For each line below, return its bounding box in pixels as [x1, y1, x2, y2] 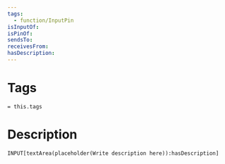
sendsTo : [7, 37, 33, 44]
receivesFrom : [7, 43, 49, 50]
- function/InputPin [13, 17, 74, 24]
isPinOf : [7, 30, 33, 37]
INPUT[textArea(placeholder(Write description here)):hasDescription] [7, 149, 219, 157]
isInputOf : [7, 23, 39, 30]
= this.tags [7, 103, 42, 110]
